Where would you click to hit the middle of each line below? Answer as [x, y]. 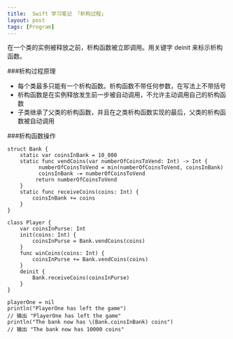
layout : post [26, 20]
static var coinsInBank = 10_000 [69, 155]
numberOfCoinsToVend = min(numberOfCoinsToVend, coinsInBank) [131, 168]
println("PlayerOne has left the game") [67, 309]
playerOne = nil [31, 303]
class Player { [29, 223]
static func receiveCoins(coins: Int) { [79, 192]
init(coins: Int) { [48, 235]
